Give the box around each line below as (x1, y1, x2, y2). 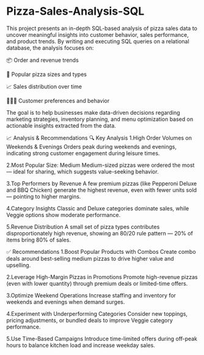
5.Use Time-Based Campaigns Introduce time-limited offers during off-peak (6, 335, 197, 342)
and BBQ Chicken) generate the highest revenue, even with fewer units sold (6, 186, 197, 194)
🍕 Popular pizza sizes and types (6, 71, 87, 78)
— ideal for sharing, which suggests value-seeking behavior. (6, 167, 159, 175)
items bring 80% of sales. (6, 236, 71, 243)
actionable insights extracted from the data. (6, 121, 116, 129)
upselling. (6, 261, 31, 269)
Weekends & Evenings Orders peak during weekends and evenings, (6, 143, 177, 150)
